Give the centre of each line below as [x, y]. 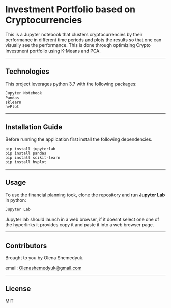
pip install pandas [26, 153]
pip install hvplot [26, 162]
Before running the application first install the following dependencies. [79, 139]
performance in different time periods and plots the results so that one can [83, 40]
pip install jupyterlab [31, 149]
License [18, 289]
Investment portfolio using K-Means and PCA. [53, 51]
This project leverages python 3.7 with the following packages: [71, 84]
